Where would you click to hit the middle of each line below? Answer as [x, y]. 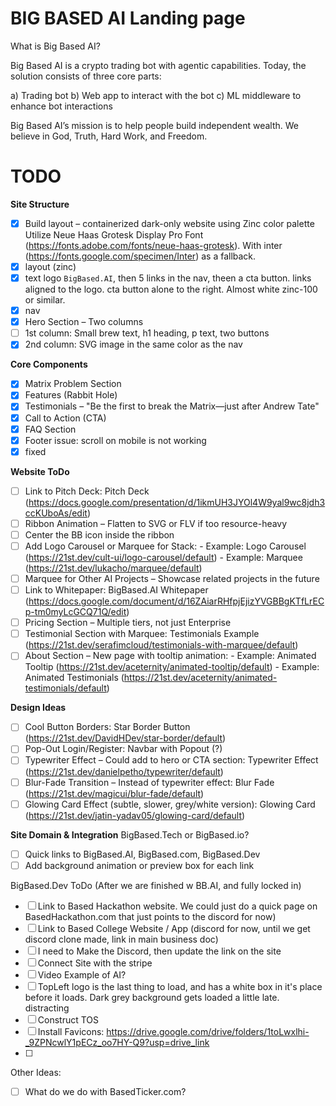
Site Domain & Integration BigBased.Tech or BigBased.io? [130, 834]
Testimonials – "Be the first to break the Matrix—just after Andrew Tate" [172, 406]
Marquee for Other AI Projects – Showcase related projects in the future [172, 578]
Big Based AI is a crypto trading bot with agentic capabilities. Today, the [158, 65]
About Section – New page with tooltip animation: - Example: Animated [170, 656]
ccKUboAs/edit [56, 513]
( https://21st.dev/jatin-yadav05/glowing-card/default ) [135, 815]
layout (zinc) [50, 266]
